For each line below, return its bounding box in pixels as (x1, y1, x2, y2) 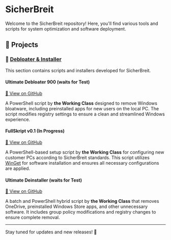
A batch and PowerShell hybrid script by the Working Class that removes (5, 198, 159, 204)
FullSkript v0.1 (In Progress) (5, 128, 65, 134)
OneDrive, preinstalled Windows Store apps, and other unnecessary (5, 203, 148, 209)
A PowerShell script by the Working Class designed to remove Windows (5, 100, 158, 106)
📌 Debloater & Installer (5, 56, 62, 63)
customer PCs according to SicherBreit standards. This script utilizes (5, 155, 150, 161)
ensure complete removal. (5, 215, 60, 221)
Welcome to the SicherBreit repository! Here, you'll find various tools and (5, 20, 159, 26)
